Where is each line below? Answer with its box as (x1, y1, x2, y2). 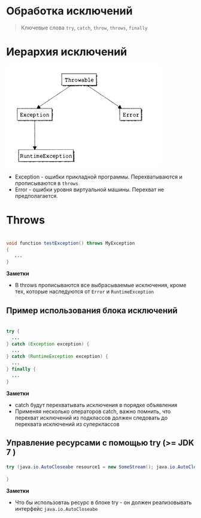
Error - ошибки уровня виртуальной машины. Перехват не (14, 186, 165, 193)
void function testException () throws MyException (6, 240, 135, 246)
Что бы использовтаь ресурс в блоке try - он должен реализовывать (14, 499, 192, 506)
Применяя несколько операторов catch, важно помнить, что (14, 408, 171, 415)
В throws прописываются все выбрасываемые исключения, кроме (14, 282, 187, 289)
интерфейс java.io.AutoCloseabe (14, 505, 98, 513)
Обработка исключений (6, 4, 133, 18)
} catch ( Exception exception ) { (6, 341, 90, 347)
